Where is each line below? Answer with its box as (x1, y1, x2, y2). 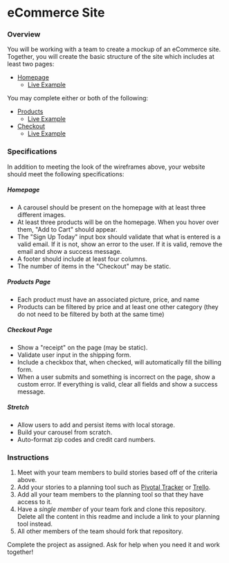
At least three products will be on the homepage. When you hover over (17, 218, 219, 226)
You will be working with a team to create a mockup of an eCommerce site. (7, 45, 221, 53)
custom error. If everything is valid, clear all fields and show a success (17, 380, 218, 388)
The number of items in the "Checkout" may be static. (17, 261, 172, 270)
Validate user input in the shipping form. (17, 351, 131, 359)
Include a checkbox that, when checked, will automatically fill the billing (17, 358, 221, 366)
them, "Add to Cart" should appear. (17, 225, 118, 233)
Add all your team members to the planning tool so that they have (17, 490, 204, 499)
